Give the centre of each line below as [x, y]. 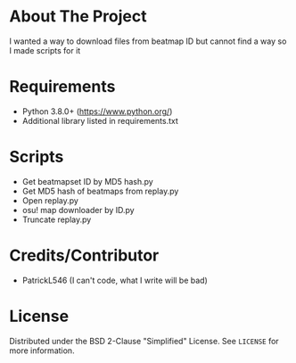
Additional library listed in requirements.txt [100, 120]
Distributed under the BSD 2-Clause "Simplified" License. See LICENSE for [144, 341]
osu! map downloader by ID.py [78, 210]
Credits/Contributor [84, 255]
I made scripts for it [45, 50]
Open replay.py [50, 200]
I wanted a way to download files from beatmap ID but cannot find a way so [148, 41]
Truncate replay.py [57, 219]
